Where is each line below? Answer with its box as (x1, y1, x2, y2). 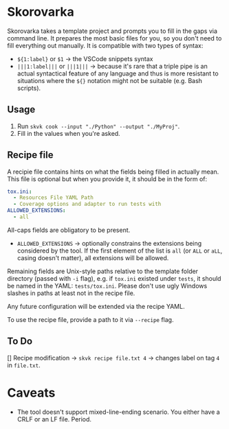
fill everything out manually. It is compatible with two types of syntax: (7, 41, 204, 49)
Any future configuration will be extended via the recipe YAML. (7, 302, 185, 310)
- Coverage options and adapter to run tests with (13, 200, 162, 208)
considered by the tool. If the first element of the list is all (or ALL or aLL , (17, 246, 223, 255)
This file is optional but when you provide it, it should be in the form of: (7, 174, 208, 183)
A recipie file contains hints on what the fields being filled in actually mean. (7, 167, 219, 176)
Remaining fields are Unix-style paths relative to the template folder (7, 267, 198, 275)
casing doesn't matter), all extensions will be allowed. (17, 253, 169, 262)
